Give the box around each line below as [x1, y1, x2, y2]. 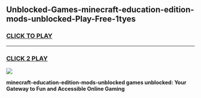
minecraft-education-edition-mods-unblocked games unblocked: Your [6, 78, 187, 86]
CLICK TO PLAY [6, 32, 53, 40]
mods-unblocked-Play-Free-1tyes [6, 14, 136, 24]
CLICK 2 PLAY [6, 54, 48, 62]
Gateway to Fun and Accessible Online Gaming [6, 85, 125, 92]
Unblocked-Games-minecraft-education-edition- [6, 5, 194, 15]
